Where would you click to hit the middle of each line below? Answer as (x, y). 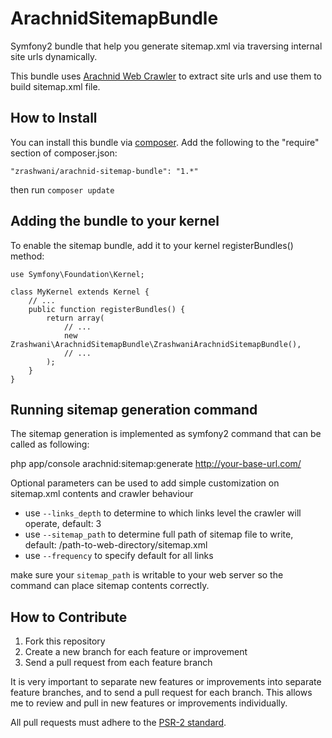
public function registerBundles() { (107, 309)
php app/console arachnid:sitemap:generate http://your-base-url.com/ (156, 464)
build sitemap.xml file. (55, 86)
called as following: (50, 444)
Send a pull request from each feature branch (118, 663)
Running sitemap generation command (134, 409)
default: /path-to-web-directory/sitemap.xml (116, 545)
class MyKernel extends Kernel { (80, 292)
